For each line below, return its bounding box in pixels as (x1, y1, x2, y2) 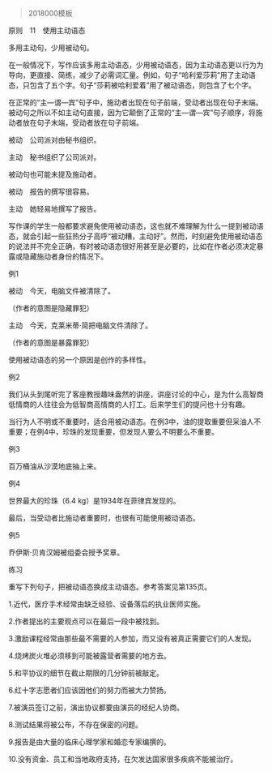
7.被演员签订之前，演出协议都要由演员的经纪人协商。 (8, 703, 185, 713)
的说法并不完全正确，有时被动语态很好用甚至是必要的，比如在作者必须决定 (8, 242, 257, 251)
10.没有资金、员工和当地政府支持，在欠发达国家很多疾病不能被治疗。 (8, 754, 238, 765)
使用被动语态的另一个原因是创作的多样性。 (8, 355, 151, 365)
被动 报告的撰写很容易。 (8, 186, 94, 197)
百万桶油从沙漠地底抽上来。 (8, 461, 101, 471)
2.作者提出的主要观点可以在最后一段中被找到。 (8, 616, 164, 627)
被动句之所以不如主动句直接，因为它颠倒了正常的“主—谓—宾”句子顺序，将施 (8, 108, 263, 118)
